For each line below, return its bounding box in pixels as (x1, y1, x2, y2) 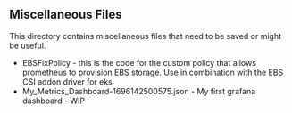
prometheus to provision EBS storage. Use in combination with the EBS (21, 67, 284, 77)
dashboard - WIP (21, 95, 86, 106)
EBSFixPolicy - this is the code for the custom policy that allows (21, 57, 257, 68)
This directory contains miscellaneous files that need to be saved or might (9, 30, 282, 41)
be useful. (9, 40, 46, 51)
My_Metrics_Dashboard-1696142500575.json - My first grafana (21, 85, 256, 96)
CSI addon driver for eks (21, 76, 113, 87)
